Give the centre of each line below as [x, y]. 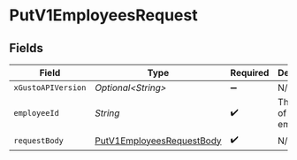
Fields [27, 48]
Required [250, 73]
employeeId [36, 113]
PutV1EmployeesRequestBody [158, 141]
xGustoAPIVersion [50, 88]
